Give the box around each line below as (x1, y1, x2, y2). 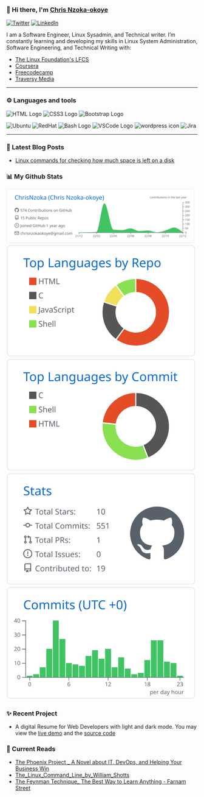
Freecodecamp (15, 69, 53, 76)
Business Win (15, 765, 50, 773)
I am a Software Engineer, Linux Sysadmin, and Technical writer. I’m (6, 31, 176, 38)
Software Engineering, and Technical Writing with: (6, 44, 132, 51)
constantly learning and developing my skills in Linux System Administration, (6, 38, 198, 45)
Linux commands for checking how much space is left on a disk (15, 157, 175, 164)
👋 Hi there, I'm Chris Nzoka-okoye (6, 5, 108, 14)
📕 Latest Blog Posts (6, 143, 65, 151)
